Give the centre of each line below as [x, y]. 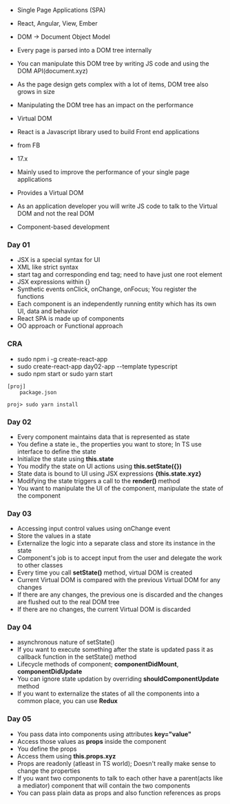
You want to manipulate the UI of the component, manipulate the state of [120, 488]
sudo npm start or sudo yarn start [65, 373]
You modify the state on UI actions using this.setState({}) [100, 466]
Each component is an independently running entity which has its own [117, 304]
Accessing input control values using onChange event [94, 529]
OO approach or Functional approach [70, 326]
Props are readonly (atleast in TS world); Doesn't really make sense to [116, 763]
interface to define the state [56, 451]
